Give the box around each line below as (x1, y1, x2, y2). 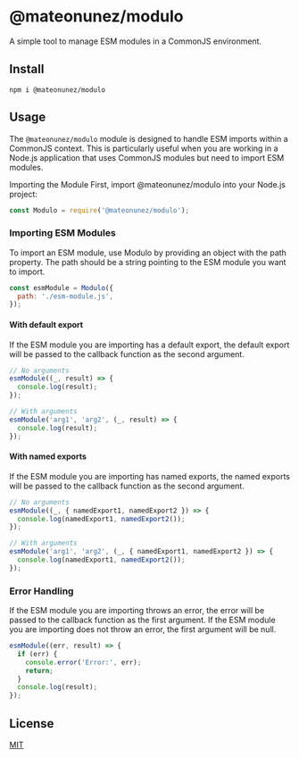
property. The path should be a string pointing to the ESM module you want (9, 256, 287, 267)
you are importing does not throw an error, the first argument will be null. (9, 624, 277, 635)
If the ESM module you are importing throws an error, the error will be (9, 605, 265, 616)
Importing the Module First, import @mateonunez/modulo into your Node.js (9, 179, 286, 189)
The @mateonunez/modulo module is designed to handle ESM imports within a (9, 133, 288, 144)
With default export (9, 319, 83, 329)
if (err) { (17, 649, 58, 658)
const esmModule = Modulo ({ (9, 283, 114, 292)
